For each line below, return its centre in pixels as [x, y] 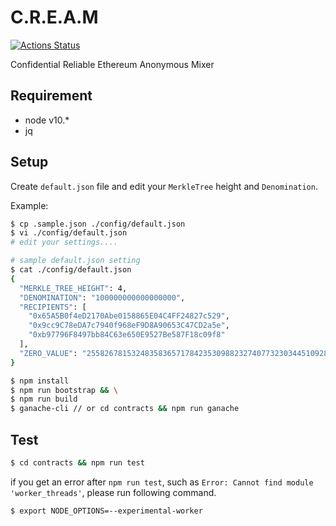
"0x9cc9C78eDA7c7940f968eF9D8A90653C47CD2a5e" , [129, 326]
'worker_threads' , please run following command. [113, 492]
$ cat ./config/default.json [71, 270]
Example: [29, 205]
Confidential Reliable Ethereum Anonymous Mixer [112, 64]
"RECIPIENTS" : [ [53, 307]
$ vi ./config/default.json [69, 233]
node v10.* [47, 120]
